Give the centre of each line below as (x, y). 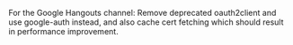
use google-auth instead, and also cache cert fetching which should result (146, 22)
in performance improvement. (63, 31)
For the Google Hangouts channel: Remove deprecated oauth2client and (142, 13)
